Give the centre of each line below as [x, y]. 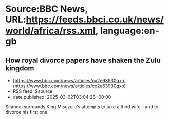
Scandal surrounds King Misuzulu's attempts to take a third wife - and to [82, 107]
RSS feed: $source [33, 91]
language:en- [130, 31]
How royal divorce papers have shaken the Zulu [83, 60]
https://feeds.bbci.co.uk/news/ [95, 20]
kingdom [20, 68]
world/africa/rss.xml [51, 31]
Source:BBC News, [47, 9]
